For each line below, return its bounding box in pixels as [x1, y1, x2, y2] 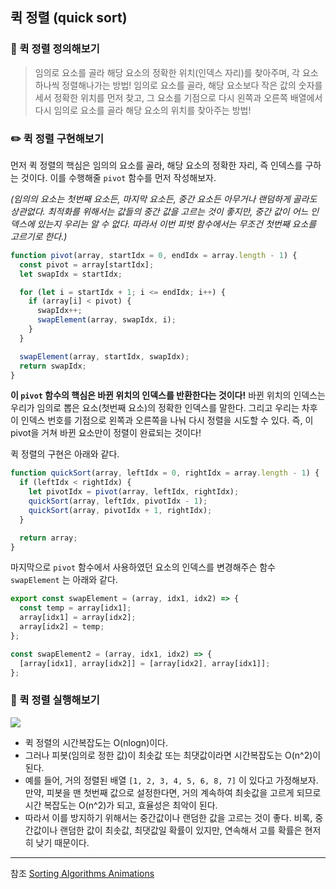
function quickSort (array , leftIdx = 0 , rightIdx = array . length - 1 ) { [10, 468, 320, 478]
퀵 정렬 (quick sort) [10, 9, 128, 27]
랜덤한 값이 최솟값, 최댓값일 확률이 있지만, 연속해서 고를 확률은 [59, 824, 303, 836]
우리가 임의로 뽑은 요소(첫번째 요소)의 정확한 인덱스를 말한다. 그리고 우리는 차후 [10, 402, 318, 414]
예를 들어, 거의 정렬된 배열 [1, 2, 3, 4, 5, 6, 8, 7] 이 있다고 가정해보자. [24, 774, 319, 786]
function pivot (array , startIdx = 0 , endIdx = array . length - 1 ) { [10, 250, 298, 260]
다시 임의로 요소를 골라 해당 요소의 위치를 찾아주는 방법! [34, 104, 252, 116]
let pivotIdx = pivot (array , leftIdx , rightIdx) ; [28, 487, 240, 497]
